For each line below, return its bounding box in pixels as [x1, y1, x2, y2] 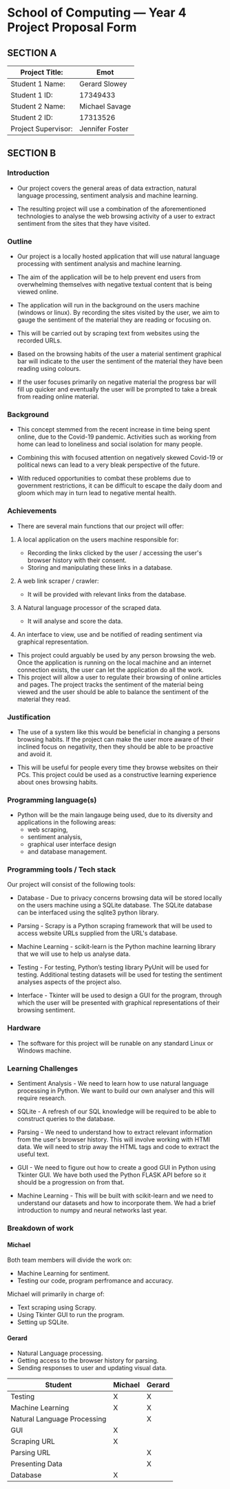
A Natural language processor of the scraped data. [17, 603, 162, 612]
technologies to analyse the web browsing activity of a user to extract [17, 212, 216, 220]
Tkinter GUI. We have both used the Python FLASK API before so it [17, 1171, 207, 1179]
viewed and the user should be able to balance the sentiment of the [17, 687, 209, 695]
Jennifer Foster [79, 124, 129, 133]
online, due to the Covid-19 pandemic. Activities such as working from [17, 433, 217, 441]
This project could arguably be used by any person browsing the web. [17, 651, 216, 659]
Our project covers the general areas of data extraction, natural [17, 184, 197, 192]
